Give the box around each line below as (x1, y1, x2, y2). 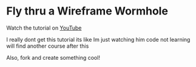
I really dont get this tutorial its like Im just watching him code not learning (6, 36, 191, 43)
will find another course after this (6, 42, 89, 49)
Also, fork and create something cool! (6, 54, 100, 61)
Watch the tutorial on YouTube (6, 24, 82, 31)
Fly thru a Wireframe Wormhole (6, 4, 169, 18)
